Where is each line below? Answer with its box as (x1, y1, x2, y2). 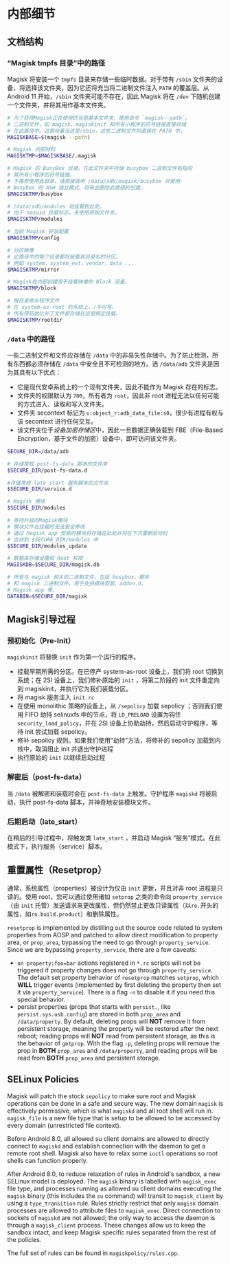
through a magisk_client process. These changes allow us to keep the (7, 1221, 206, 1229)
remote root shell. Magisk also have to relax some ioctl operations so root (7, 1149, 218, 1157)
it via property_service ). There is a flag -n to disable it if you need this (16, 988, 216, 996)
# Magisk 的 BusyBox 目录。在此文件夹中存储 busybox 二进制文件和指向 (7, 165, 193, 172)
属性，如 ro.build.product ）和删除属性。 (7, 909, 123, 918)
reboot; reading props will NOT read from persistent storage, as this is (16, 1032, 216, 1040)
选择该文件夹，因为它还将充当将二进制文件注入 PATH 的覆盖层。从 (25, 83, 209, 91)
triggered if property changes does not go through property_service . (16, 966, 213, 974)
